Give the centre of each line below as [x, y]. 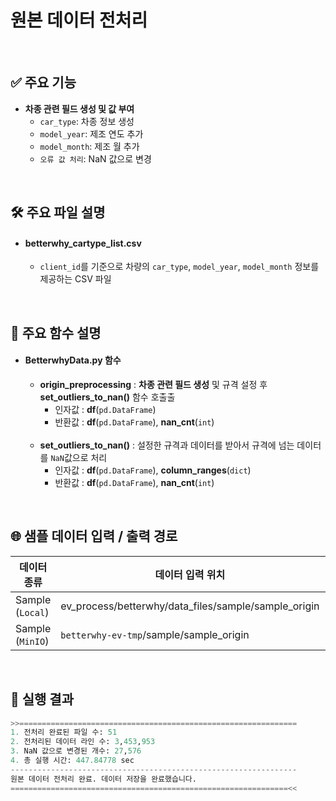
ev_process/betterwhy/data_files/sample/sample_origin [190, 606]
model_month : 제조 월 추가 [89, 146]
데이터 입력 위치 [190, 574]
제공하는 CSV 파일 [75, 279]
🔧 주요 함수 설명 [56, 332]
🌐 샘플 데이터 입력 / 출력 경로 [94, 536]
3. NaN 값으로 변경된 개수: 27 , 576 [76, 751]
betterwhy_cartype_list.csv [83, 243]
